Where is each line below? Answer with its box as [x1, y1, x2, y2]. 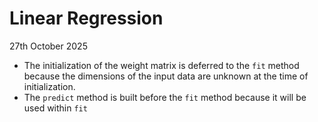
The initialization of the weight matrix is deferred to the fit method [23, 59, 300, 71]
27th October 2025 [9, 40, 88, 52]
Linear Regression [9, 7, 164, 30]
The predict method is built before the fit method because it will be [23, 91, 307, 103]
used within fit [23, 102, 88, 114]
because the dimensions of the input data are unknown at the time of [23, 70, 309, 82]
